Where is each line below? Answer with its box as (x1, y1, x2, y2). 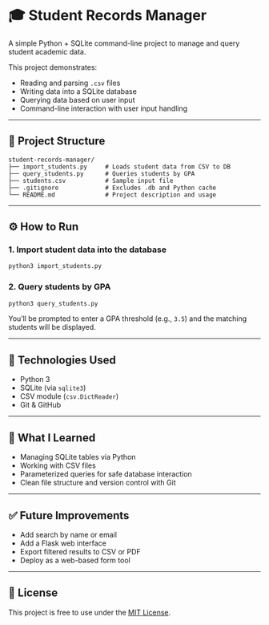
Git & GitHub (19, 400, 62, 410)
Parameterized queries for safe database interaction (19, 469, 192, 479)
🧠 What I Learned (8, 431, 96, 444)
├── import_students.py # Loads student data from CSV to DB (8, 162, 231, 171)
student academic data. (8, 47, 86, 56)
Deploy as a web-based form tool (19, 555, 130, 565)
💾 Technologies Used (8, 353, 116, 367)
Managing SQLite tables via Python (19, 453, 136, 462)
